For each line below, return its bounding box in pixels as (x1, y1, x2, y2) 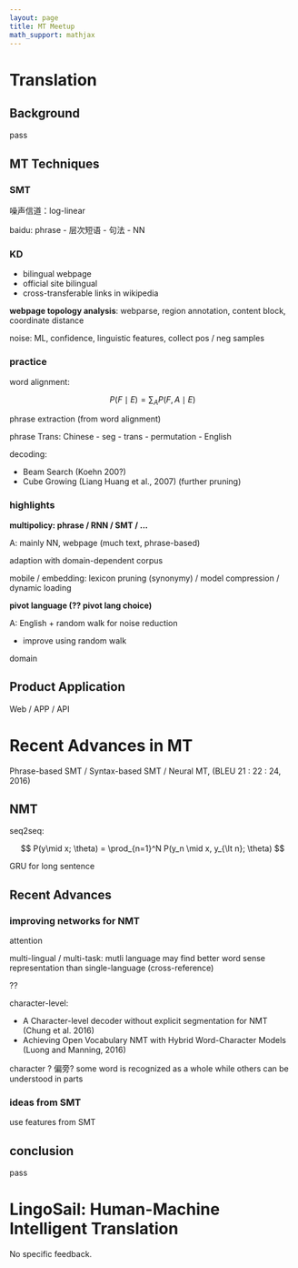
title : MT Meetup (9, 22, 75, 31)
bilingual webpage (22, 269, 93, 279)
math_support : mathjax (9, 30, 95, 39)
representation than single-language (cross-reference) (9, 962, 214, 973)
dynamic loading (9, 582, 72, 593)
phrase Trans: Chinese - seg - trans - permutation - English (9, 431, 232, 442)
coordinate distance (9, 315, 84, 326)
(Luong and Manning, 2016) (22, 1044, 127, 1055)
